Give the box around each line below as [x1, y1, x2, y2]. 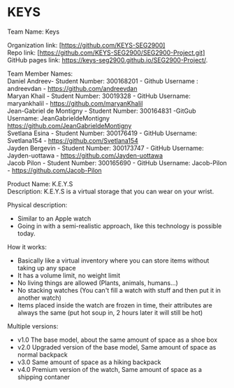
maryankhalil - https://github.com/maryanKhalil [7, 99, 143, 107]
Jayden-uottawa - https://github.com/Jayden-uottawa [7, 151, 163, 160]
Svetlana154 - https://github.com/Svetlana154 [7, 136, 138, 144]
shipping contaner [17, 373, 71, 381]
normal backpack [17, 350, 68, 359]
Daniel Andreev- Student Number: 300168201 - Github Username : [7, 76, 199, 85]
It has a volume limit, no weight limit [17, 271, 121, 279]
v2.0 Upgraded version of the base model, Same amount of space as [17, 342, 217, 351]
